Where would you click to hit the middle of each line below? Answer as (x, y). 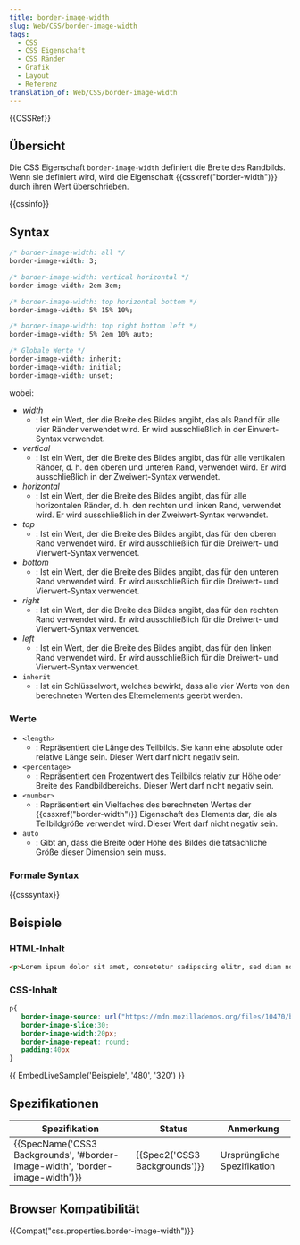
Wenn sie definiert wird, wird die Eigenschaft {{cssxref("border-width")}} (144, 177)
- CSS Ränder (42, 59)
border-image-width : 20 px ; (69, 1033)
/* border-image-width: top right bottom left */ (104, 326)
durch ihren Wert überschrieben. (69, 187)
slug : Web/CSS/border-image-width (74, 26)
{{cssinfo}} (29, 204)
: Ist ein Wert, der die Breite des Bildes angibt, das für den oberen (156, 533)
